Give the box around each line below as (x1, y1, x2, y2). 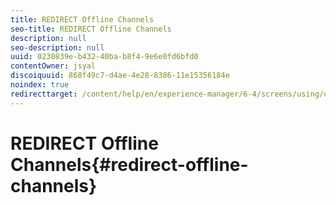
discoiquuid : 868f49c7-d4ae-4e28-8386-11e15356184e (10, 71, 230, 81)
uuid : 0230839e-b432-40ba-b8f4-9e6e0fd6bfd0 (10, 52, 199, 62)
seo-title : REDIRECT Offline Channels (10, 24, 172, 34)
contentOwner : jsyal (10, 61, 97, 71)
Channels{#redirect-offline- (10, 153, 249, 176)
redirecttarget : (10, 89, 78, 99)
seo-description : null (10, 42, 105, 53)
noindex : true (10, 80, 70, 90)
